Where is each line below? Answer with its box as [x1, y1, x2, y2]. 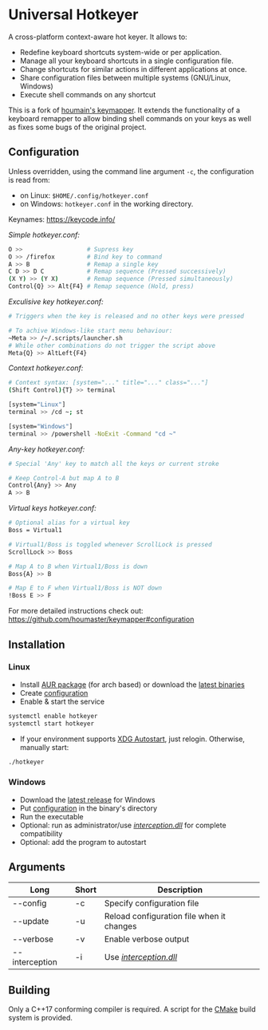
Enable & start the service [19, 697, 105, 706]
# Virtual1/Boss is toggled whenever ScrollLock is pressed [8, 540, 213, 548]
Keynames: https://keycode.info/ [8, 214, 116, 224]
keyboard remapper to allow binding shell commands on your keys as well [8, 113, 251, 123]
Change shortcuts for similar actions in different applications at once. [19, 64, 247, 73]
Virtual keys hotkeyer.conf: [8, 503, 97, 513]
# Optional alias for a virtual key [8, 519, 130, 527]
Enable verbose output [104, 933, 190, 945]
